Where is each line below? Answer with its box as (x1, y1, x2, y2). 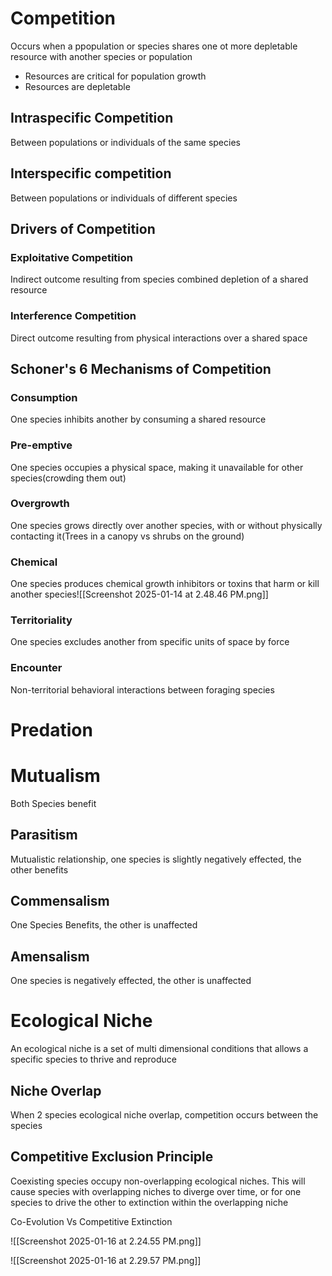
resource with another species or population (10, 50, 193, 62)
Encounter (10, 661, 63, 675)
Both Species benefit (10, 797, 97, 809)
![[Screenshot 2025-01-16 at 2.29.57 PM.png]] (10, 1254, 202, 1266)
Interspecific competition (10, 165, 172, 182)
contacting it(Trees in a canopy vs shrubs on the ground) (10, 530, 245, 542)
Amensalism (10, 948, 90, 965)
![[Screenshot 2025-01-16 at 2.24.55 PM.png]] (10, 1235, 202, 1247)
